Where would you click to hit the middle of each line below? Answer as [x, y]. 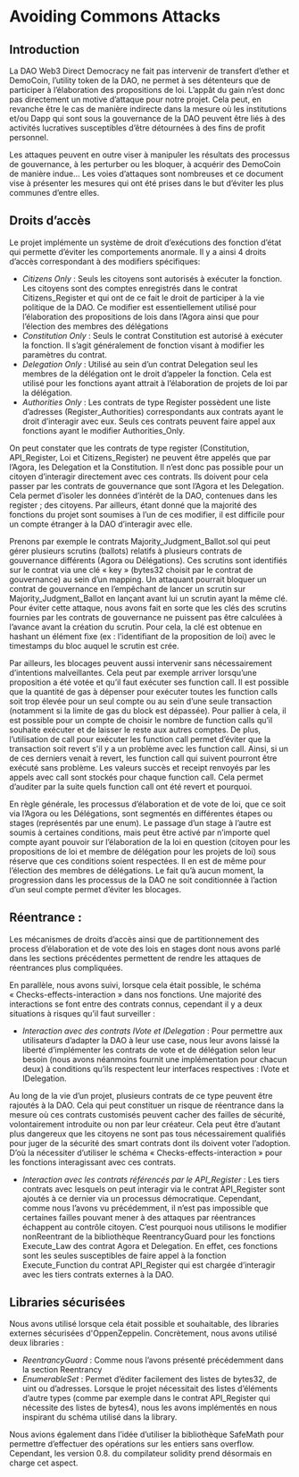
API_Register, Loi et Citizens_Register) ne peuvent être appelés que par [140, 457]
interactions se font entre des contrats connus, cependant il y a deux [136, 1004]
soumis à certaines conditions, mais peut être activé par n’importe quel [140, 832]
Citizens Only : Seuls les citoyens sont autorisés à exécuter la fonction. [152, 278]
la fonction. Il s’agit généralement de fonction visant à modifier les [143, 345]
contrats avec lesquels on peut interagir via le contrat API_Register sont [154, 1189]
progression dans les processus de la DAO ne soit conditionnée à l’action [143, 880]
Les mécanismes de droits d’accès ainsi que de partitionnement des [134, 939]
